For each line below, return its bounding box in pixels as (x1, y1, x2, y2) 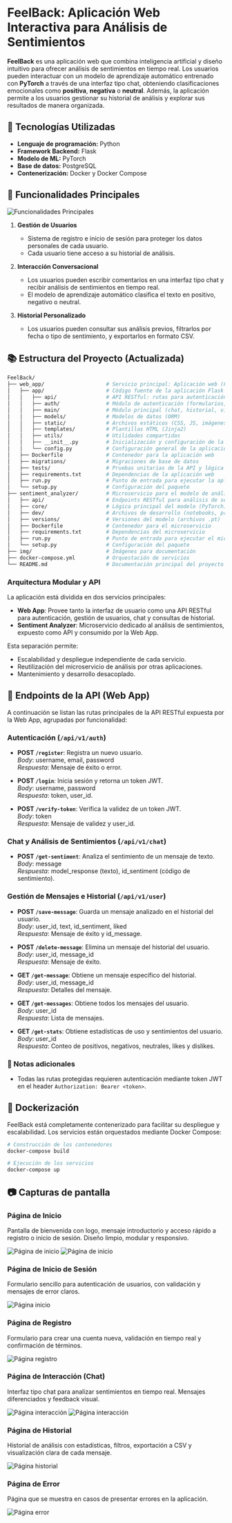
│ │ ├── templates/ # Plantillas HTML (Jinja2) (7, 426, 187, 433)
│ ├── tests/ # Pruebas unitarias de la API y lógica (7, 465, 224, 471)
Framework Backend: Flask (17, 147, 97, 155)
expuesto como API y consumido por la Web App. (17, 628, 159, 637)
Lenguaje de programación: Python (17, 140, 121, 148)
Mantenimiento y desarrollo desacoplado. (17, 669, 136, 678)
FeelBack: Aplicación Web (7, 5, 161, 21)
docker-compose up (7, 1166, 60, 1173)
